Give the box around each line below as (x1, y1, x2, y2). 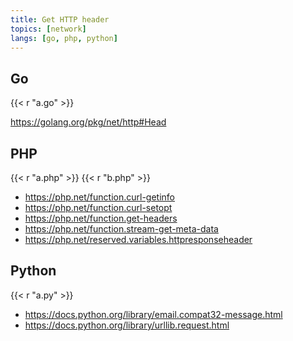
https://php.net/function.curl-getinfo (24, 191, 175, 203)
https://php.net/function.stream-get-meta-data (24, 223, 219, 235)
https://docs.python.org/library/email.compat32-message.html (24, 308, 283, 320)
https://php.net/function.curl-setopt (24, 202, 173, 213)
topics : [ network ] (10, 24, 87, 34)
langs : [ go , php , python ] (10, 33, 118, 43)
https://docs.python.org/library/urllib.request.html (24, 319, 230, 331)
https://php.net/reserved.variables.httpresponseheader (24, 234, 253, 245)
